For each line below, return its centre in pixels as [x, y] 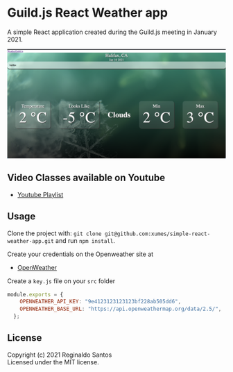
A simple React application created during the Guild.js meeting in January [112, 32]
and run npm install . [85, 240]
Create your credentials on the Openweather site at [80, 254]
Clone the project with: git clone [54, 233]
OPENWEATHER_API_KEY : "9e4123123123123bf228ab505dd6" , [101, 302]
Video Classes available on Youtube [86, 178]
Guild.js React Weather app [88, 13]
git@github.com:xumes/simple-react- [157, 234]
